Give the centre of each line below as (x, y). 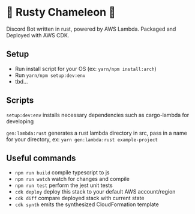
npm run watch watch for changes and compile (72, 179)
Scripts (20, 101)
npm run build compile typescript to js (62, 173)
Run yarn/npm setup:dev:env (50, 75)
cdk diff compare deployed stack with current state (79, 198)
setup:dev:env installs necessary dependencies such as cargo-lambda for (98, 115)
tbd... (21, 81)
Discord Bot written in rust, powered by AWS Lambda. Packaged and (91, 29)
